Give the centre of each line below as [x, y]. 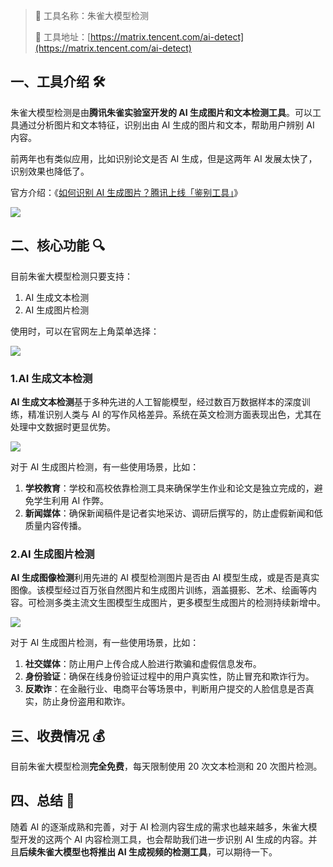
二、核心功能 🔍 [58, 245]
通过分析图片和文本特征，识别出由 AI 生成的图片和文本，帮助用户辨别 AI [166, 125]
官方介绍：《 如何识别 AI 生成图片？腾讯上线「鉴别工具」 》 [126, 192]
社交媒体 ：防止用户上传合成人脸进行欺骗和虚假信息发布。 [143, 664]
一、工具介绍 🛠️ [58, 82]
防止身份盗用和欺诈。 [86, 701]
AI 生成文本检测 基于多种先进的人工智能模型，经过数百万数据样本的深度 [156, 401]
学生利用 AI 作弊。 [71, 500]
